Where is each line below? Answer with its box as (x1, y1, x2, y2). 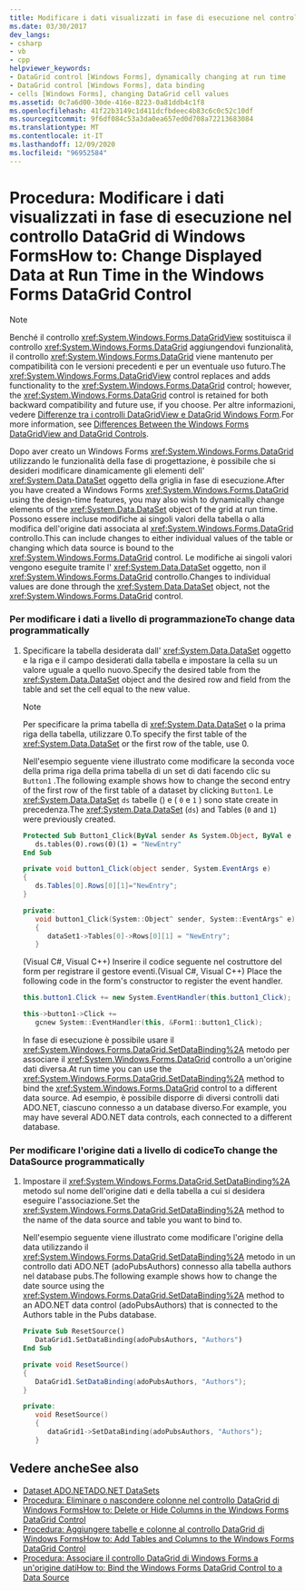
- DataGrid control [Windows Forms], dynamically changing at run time (9, 73, 286, 82)
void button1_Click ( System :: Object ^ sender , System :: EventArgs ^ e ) (34, 914, 296, 924)
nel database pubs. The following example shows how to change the (22, 1270, 278, 1281)
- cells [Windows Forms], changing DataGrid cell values (9, 89, 230, 98)
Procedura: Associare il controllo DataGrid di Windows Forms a (22, 1552, 259, 1563)
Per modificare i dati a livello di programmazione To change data (9, 613, 296, 626)
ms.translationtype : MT (9, 124, 100, 133)
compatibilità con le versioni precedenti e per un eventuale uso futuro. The (9, 361, 286, 371)
